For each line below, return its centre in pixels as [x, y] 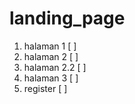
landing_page [67, 18]
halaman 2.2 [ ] [55, 67]
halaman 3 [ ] [51, 78]
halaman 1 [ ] [50, 46]
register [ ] [45, 88]
